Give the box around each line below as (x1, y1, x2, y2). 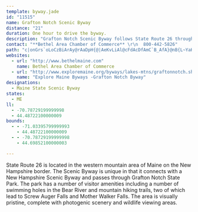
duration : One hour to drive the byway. (6, 31, 107, 37)
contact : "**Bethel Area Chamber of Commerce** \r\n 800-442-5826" (6, 42, 178, 48)
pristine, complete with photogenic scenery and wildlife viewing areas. (6, 198, 178, 206)
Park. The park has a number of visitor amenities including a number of (6, 180, 179, 187)
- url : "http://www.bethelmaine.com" (11, 58, 104, 64)
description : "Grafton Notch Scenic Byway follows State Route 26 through (6, 36, 194, 42)
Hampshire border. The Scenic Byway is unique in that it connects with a (6, 167, 183, 174)
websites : (6, 52, 31, 58)
